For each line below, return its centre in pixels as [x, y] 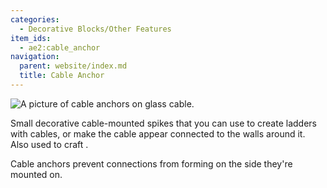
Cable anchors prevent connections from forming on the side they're [151, 163]
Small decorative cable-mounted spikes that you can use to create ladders [163, 123]
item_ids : [31, 38]
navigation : [35, 57]
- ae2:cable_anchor [60, 47]
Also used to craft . [49, 144]
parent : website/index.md [73, 66]
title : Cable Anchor [62, 76]
